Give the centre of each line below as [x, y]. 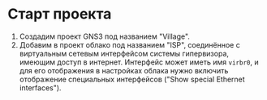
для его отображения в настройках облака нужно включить [124, 70]
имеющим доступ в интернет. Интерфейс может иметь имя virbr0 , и [139, 62]
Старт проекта [60, 14]
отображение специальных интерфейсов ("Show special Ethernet [132, 79]
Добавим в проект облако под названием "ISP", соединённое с [129, 44]
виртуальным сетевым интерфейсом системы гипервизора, [124, 53]
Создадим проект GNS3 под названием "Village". [104, 36]
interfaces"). [40, 87]
